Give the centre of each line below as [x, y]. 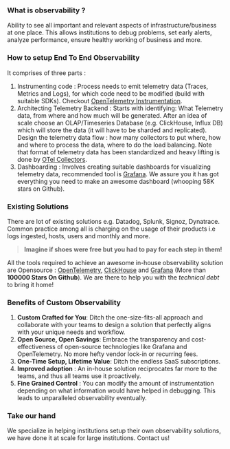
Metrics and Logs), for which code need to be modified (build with [111, 93]
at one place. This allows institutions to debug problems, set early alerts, [110, 32]
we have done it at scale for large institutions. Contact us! [89, 438]
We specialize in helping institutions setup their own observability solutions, [114, 431]
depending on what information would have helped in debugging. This [116, 390]
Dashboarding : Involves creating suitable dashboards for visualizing [114, 167]
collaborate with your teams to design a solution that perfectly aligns [114, 325]
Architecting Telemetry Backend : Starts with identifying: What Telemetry [120, 108]
